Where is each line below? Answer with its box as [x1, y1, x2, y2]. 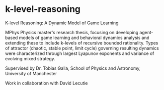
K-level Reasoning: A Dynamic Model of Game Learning [5, 20, 119, 26]
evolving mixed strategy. [5, 55, 56, 61]
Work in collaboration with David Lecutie [5, 80, 88, 86]
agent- [139, 29, 153, 35]
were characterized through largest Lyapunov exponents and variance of [5, 50, 155, 56]
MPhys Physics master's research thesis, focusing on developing [5, 29, 139, 35]
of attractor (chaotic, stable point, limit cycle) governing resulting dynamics [5, 45, 159, 51]
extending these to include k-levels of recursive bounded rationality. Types [5, 40, 159, 45]
